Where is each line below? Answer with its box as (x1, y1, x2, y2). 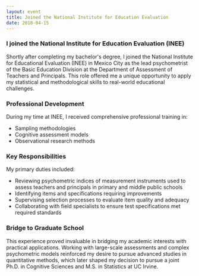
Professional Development (6, 100, 84, 108)
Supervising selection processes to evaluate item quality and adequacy (14, 196, 189, 203)
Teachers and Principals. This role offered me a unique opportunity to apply (6, 72, 191, 79)
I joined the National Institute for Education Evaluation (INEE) (6, 39, 185, 48)
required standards (14, 209, 62, 216)
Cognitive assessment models (14, 131, 89, 138)
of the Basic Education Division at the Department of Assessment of (6, 66, 173, 73)
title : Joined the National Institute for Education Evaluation (6, 14, 169, 20)
